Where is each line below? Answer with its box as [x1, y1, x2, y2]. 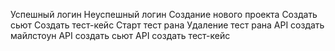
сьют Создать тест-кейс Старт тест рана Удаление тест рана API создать [10, 19, 325, 31]
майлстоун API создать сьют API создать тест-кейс [10, 30, 231, 41]
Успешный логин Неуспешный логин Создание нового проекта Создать [10, 9, 318, 20]
